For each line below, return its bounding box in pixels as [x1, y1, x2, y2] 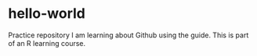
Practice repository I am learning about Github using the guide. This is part [8, 30, 249, 40]
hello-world [8, 5, 86, 23]
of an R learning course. [8, 38, 86, 47]
